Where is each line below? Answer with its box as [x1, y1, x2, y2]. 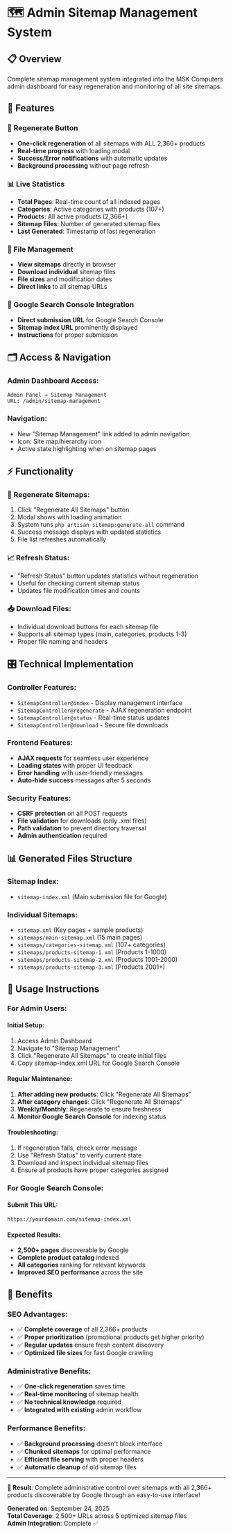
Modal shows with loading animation [17, 513, 122, 521]
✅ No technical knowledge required [17, 1398, 122, 1406]
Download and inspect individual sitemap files [17, 1159, 149, 1167]
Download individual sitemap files [17, 268, 116, 276]
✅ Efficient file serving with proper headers [17, 1455, 144, 1463]
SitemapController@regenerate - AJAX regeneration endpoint [17, 706, 192, 714]
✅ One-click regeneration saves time [17, 1382, 126, 1391]
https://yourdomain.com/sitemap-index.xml [7, 1216, 132, 1223]
